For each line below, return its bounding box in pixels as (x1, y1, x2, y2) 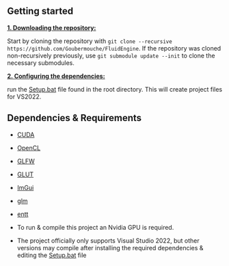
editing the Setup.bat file (16, 251, 87, 259)
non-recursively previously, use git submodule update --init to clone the (7, 51, 215, 59)
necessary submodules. (7, 58, 75, 67)
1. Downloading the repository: (7, 23, 96, 31)
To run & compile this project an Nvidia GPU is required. (16, 223, 174, 231)
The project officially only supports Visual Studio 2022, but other (16, 236, 200, 245)
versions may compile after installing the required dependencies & (16, 243, 204, 252)
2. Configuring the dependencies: (7, 72, 105, 80)
